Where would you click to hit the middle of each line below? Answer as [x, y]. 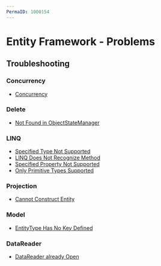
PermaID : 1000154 [28, 12]
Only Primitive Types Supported [54, 171]
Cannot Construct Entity [45, 199]
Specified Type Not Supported [53, 152]
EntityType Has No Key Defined [54, 228]
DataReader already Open [47, 256]
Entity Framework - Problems [80, 41]
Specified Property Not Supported [57, 164]
